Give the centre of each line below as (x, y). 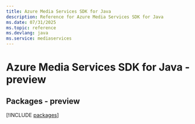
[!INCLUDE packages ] (32, 115)
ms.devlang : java (27, 33)
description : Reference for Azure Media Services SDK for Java (85, 17)
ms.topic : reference (31, 28)
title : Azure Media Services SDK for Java (59, 11)
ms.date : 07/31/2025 (31, 22)
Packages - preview (43, 101)
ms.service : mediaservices (39, 38)
